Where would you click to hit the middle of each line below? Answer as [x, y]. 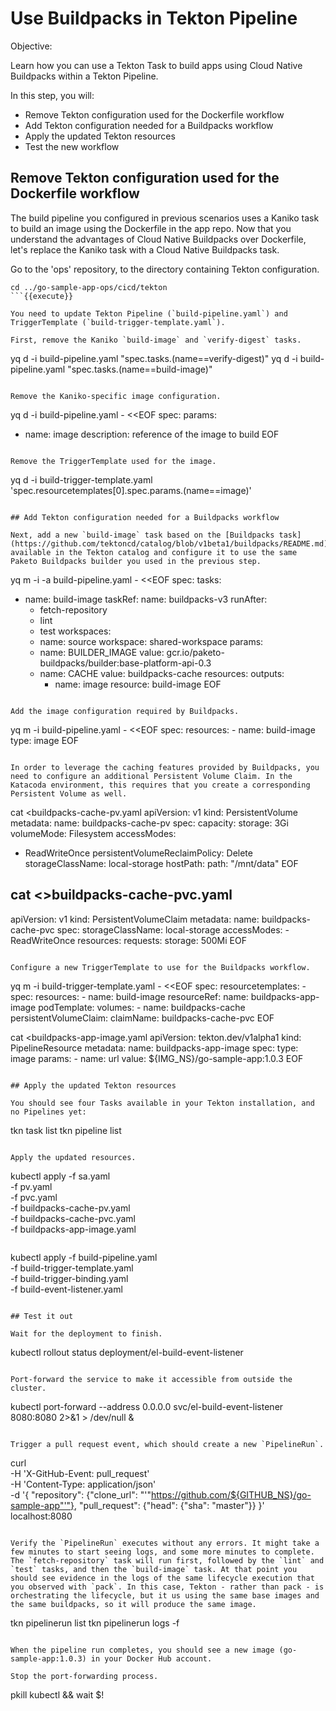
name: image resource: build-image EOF [138, 684]
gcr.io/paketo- [195, 652]
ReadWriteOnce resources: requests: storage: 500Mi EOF [128, 940]
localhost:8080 [41, 1516]
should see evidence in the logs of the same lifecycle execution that [162, 1578]
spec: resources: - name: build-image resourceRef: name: [129, 996]
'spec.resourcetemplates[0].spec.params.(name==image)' [131, 490]
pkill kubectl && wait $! [57, 1694]
